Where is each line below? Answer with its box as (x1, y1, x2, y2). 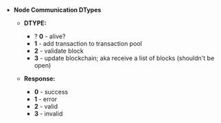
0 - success (34, 88, 69, 96)
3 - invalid (34, 109, 63, 118)
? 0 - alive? (34, 32, 66, 40)
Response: (23, 74, 56, 83)
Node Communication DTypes (13, 6, 102, 14)
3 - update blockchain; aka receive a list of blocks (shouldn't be (34, 54, 215, 62)
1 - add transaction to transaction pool (34, 40, 142, 47)
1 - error (34, 95, 58, 103)
